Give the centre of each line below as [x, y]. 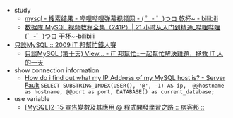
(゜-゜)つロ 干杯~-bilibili [60, 36]
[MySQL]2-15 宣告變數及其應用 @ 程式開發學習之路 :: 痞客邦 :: [114, 107]
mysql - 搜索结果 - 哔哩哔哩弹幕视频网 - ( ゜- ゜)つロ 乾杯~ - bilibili [121, 18]
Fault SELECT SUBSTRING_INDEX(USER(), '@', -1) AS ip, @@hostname [124, 85]
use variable [32, 99]
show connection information [56, 70]
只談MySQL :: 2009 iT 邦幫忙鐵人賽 [65, 45]
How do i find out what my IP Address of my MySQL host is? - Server [125, 78]
